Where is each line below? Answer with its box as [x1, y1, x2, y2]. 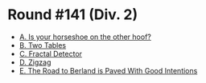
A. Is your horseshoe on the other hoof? [19, 32, 152, 41]
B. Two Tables [19, 40, 67, 49]
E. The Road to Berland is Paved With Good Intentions [19, 65, 198, 75]
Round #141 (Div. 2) [7, 6, 138, 24]
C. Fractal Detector [19, 49, 82, 58]
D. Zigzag [19, 57, 51, 67]
